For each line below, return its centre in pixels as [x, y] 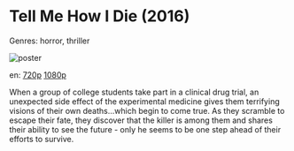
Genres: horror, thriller [50, 41]
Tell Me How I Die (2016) [100, 16]
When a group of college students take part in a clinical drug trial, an [134, 92]
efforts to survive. [42, 139]
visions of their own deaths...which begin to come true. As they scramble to [147, 110]
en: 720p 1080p [38, 75]
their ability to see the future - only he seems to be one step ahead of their [145, 129]
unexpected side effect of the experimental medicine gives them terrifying [145, 101]
